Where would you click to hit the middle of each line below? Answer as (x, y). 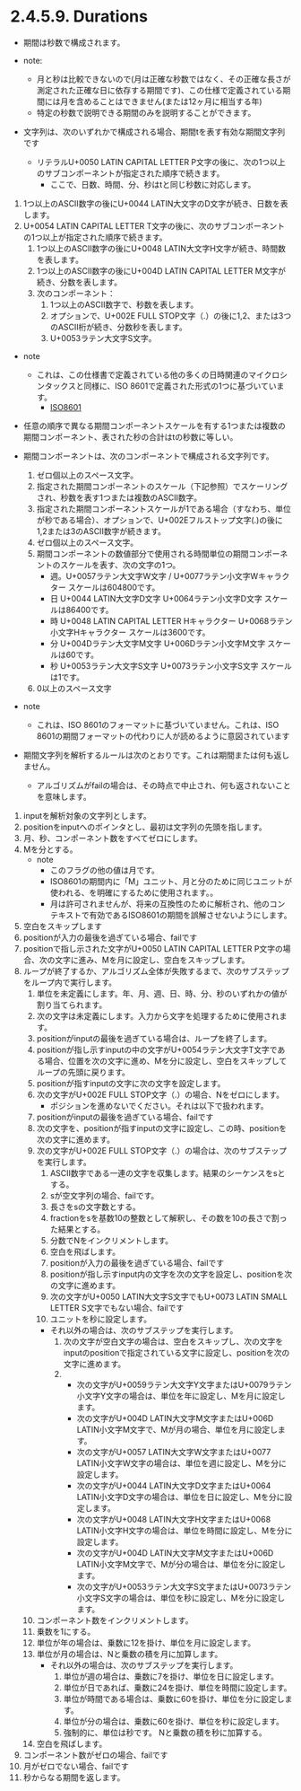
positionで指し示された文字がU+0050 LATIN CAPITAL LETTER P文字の (153, 948)
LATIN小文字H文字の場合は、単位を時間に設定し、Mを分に (185, 1530)
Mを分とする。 (51, 849)
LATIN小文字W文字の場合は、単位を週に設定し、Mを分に (182, 1463)
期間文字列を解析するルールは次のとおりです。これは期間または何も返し (156, 755)
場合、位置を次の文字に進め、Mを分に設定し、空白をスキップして (166, 1060)
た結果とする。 (77, 1229)
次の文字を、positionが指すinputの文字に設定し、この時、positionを (162, 1128)
